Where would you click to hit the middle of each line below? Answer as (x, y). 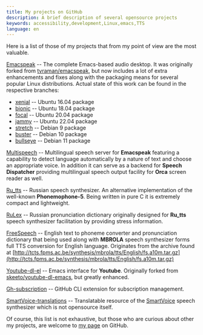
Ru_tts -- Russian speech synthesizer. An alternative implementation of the (99, 190)
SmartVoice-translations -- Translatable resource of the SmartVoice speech (101, 301)
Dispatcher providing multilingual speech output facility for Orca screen (96, 172)
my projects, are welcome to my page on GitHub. (67, 325)
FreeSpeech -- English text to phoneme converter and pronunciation (92, 233)
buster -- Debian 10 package (51, 134)
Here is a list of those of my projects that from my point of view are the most (101, 46)
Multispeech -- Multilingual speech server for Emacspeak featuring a (93, 153)
